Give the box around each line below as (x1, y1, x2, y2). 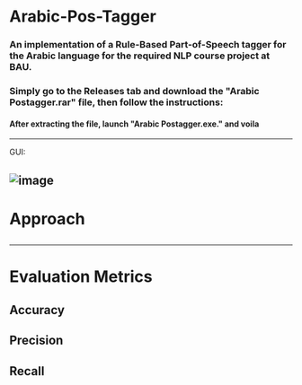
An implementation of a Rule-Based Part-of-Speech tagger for (9, 39, 287, 51)
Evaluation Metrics (9, 267, 153, 287)
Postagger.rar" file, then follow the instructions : (9, 96, 224, 109)
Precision (9, 333, 64, 348)
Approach (9, 208, 85, 229)
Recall (9, 363, 45, 379)
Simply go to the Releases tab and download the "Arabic (9, 85, 260, 98)
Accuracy (9, 302, 66, 318)
